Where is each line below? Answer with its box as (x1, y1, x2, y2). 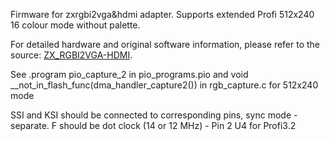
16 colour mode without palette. (10, 19, 141, 31)
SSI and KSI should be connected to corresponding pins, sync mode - (10, 109, 298, 121)
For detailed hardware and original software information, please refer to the (10, 39, 321, 50)
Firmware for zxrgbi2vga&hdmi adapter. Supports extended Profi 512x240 (10, 9, 315, 20)
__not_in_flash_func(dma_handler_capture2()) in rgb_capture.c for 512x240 (10, 79, 319, 91)
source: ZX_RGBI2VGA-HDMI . (10, 49, 133, 61)
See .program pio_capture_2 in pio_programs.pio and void (10, 69, 249, 80)
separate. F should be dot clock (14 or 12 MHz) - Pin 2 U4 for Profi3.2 (10, 120, 297, 131)
